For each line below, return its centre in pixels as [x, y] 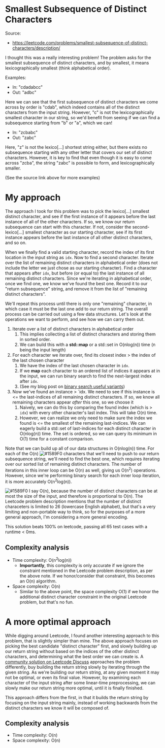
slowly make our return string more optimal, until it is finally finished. [74, 688]
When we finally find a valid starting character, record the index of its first [80, 252]
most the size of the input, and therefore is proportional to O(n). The [74, 496]
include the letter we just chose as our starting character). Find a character [81, 268]
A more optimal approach [58, 622]
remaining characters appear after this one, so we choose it [73, 402]
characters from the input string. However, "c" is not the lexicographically [80, 112]
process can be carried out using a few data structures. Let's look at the [78, 314]
